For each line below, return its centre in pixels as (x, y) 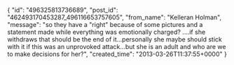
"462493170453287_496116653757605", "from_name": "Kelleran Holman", (115, 17)
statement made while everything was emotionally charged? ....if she (106, 32)
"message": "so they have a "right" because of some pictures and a (105, 25)
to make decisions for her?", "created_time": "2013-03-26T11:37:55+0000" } (117, 54)
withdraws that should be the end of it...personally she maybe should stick (115, 39)
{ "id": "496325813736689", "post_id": (63, 10)
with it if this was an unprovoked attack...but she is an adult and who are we (117, 47)
